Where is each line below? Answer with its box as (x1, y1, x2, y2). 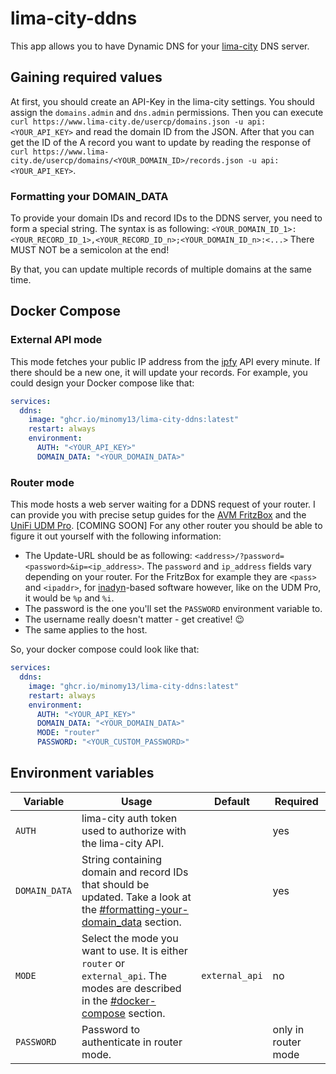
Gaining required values (10, 69, 163, 86)
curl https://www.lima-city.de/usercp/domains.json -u (10, 117, 244, 127)
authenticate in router (81, 1035, 183, 1049)
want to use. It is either (81, 943, 188, 957)
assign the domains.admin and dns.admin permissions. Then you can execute (10, 106, 324, 118)
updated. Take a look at (81, 890, 192, 904)
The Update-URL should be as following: (24, 550, 193, 562)
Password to (81, 1022, 141, 1036)
